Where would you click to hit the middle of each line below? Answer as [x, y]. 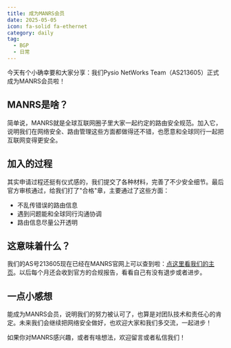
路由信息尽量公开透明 [47, 222]
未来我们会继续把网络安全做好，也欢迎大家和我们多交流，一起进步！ [115, 323]
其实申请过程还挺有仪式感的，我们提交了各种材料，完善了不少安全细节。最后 [115, 182]
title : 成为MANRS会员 [36, 13]
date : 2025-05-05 [32, 20]
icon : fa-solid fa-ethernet [47, 26]
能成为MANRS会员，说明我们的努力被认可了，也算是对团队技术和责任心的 [111, 314]
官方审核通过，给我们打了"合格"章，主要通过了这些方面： [88, 190]
